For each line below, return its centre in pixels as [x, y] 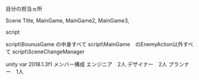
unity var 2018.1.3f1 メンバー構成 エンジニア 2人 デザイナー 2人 [86, 64]
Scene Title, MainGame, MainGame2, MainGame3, [67, 20]
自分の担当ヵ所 [24, 9]
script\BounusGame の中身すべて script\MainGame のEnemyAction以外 [94, 44]
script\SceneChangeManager [48, 52]
